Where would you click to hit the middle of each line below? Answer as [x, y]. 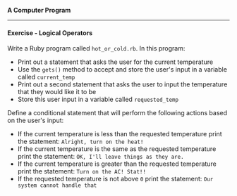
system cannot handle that [57, 185]
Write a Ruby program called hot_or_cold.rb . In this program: [96, 48]
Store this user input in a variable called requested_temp [98, 99]
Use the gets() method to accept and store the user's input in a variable [122, 70]
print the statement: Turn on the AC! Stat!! [82, 171]
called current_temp [46, 77]
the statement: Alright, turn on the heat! [80, 142]
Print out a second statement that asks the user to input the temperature [122, 84]
